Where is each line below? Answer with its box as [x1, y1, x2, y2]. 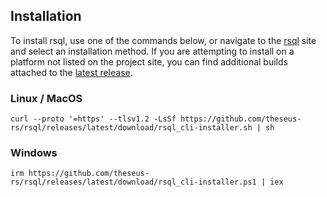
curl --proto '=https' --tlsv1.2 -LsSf [10, 114, 177, 124]
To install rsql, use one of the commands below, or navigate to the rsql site [10, 34, 317, 46]
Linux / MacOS [10, 91, 83, 105]
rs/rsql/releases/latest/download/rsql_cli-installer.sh [10, 123, 253, 133]
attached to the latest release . [10, 66, 133, 78]
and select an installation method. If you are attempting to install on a [10, 45, 295, 57]
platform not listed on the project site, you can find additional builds [10, 55, 288, 68]
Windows [10, 146, 58, 160]
